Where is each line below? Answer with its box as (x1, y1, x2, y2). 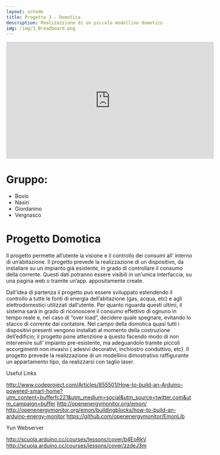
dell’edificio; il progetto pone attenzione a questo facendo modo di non (6, 333, 179, 340)
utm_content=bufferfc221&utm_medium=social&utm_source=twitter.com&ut (6, 394, 192, 401)
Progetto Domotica (6, 232, 101, 246)
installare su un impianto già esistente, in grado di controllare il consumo (6, 265, 183, 272)
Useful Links (6, 369, 37, 377)
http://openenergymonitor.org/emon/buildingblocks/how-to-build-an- (6, 406, 177, 413)
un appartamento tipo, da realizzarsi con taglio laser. (6, 358, 135, 365)
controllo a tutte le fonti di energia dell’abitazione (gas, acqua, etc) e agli (6, 295, 183, 302)
